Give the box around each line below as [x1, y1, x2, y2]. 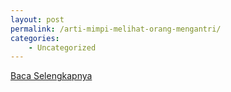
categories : [10, 33, 60, 43]
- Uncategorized [28, 42, 97, 53]
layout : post [10, 14, 65, 25]
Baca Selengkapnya [10, 70, 93, 82]
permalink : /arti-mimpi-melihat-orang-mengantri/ [10, 24, 222, 34]
